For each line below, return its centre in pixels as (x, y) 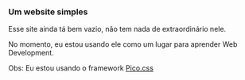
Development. (31, 53)
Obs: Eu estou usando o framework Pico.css (81, 68)
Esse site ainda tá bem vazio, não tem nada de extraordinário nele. (117, 29)
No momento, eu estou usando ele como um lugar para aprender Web (123, 44)
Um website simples (48, 12)
